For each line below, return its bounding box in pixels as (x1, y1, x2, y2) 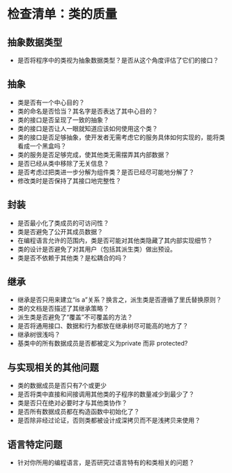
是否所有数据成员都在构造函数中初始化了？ (17, 408, 140, 416)
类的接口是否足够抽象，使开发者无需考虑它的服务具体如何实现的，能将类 (17, 133, 225, 141)
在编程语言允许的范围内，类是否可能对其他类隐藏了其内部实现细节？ (17, 236, 213, 245)
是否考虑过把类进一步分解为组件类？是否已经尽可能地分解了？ (17, 168, 195, 176)
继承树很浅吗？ (17, 330, 61, 339)
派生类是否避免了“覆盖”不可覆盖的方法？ (17, 313, 134, 321)
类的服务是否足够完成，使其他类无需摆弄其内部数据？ (17, 150, 171, 159)
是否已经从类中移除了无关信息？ (17, 159, 109, 167)
